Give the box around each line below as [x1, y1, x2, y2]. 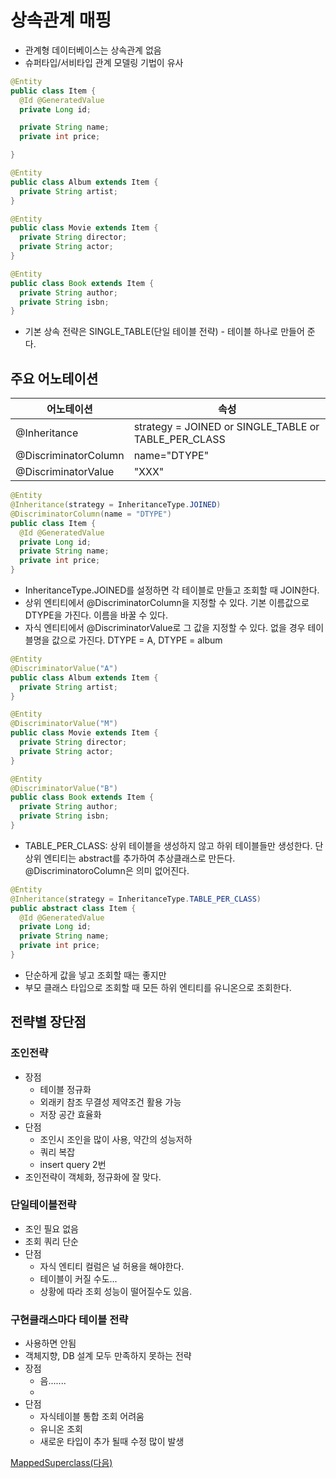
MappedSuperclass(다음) [10, 1457, 113, 1469]
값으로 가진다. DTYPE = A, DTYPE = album [51, 634, 223, 646]
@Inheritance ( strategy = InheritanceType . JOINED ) [10, 500, 222, 510]
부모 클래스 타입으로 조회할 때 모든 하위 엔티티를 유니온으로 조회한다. [24, 981, 292, 993]
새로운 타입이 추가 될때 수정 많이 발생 [39, 1436, 185, 1448]
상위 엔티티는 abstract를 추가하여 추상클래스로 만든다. [24, 852, 236, 864]
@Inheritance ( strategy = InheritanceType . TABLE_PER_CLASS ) [10, 894, 262, 904]
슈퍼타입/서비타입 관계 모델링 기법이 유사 [24, 56, 184, 68]
